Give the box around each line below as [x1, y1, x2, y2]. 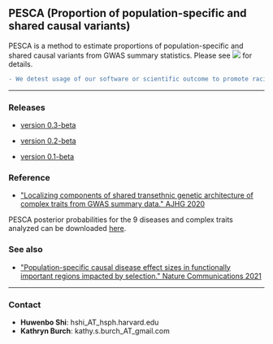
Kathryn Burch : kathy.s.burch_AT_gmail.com [19, 325, 171, 336]
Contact [8, 298, 41, 310]
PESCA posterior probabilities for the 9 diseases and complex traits [8, 215, 233, 224]
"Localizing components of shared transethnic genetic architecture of [19, 190, 253, 200]
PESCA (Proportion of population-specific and [8, 7, 247, 20]
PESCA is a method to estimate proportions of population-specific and [8, 41, 244, 50]
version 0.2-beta [19, 136, 76, 146]
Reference [8, 172, 50, 183]
